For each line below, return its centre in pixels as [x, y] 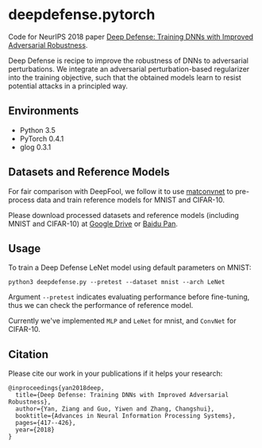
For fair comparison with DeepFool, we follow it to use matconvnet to [121, 191]
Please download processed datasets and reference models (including [124, 215]
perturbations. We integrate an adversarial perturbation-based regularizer [129, 68]
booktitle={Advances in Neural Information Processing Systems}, [126, 416]
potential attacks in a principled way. [68, 86]
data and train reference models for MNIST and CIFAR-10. [130, 200]
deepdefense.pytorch [82, 15]
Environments [44, 111]
